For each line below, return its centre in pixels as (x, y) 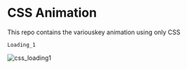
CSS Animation (52, 13)
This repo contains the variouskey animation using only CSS (94, 32)
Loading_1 (22, 45)
